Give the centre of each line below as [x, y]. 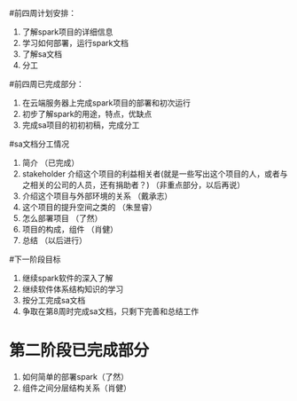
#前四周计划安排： [43, 13]
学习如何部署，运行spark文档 [75, 43]
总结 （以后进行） [54, 240]
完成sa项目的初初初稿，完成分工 [81, 125]
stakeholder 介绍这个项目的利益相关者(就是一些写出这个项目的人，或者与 [155, 174]
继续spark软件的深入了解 [67, 278]
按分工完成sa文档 [54, 300]
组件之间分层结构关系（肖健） [76, 388]
